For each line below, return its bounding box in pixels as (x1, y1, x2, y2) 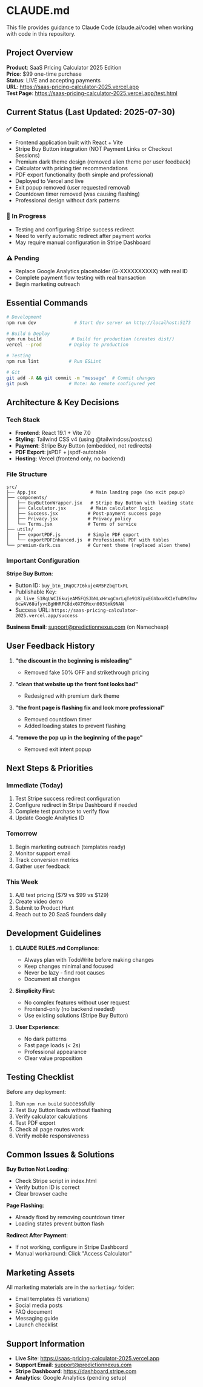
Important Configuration (6, 556, 80, 564)
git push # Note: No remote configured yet (6, 380, 156, 386)
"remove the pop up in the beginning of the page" (15, 733, 144, 741)
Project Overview (6, 48, 73, 58)
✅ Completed (6, 125, 47, 134)
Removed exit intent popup (24, 746, 92, 753)
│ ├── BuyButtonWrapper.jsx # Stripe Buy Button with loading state (6, 500, 194, 506)
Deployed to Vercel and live (15, 177, 84, 185)
